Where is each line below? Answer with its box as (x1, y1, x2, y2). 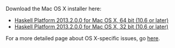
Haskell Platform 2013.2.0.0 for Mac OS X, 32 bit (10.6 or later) (14, 23, 169, 30)
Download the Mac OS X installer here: (5, 5, 102, 12)
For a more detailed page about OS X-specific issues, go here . (5, 35, 161, 41)
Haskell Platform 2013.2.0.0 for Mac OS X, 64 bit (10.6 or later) (14, 17, 169, 23)
